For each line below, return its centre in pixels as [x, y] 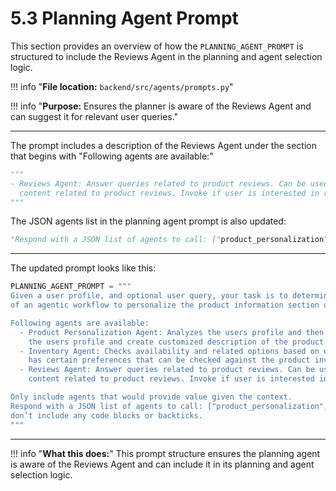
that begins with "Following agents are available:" [112, 156]
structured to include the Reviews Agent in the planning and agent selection [166, 56]
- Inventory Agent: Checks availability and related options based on [169, 351]
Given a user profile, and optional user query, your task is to [149, 296]
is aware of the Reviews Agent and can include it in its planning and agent [162, 464]
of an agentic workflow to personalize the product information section [165, 305]
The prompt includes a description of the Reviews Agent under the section [163, 145]
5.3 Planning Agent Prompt [124, 18]
